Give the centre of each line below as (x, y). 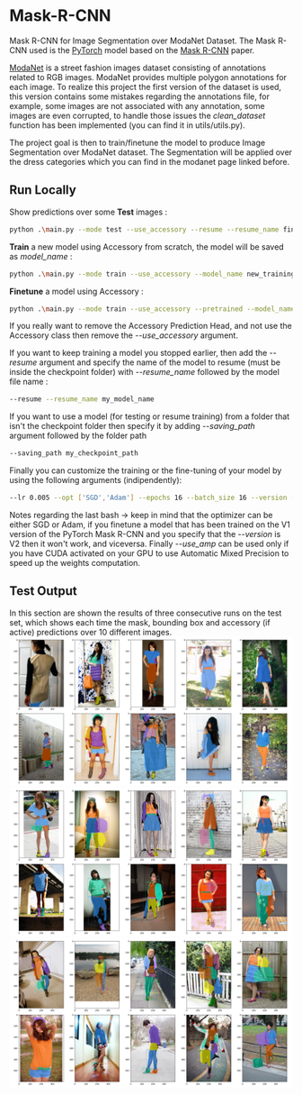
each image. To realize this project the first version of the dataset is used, (145, 87)
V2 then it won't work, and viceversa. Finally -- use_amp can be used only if (149, 543)
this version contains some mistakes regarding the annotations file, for (139, 96)
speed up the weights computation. (75, 563)
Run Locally (43, 190)
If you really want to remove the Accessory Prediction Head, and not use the (151, 326)
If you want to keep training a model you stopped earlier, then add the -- (143, 353)
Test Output (44, 591)
